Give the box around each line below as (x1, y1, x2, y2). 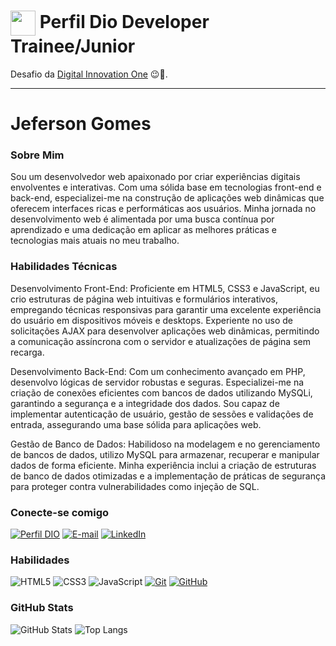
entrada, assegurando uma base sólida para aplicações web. (10, 418, 262, 430)
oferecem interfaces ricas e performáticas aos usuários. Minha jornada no (10, 203, 317, 215)
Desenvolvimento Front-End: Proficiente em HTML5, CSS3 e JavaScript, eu (10, 282, 320, 294)
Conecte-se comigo (10, 505, 110, 519)
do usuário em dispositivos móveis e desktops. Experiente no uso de (10, 314, 294, 326)
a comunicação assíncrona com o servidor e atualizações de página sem (10, 335, 311, 347)
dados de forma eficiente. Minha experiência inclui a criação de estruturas (10, 459, 317, 471)
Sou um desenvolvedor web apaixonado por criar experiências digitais (10, 171, 301, 183)
